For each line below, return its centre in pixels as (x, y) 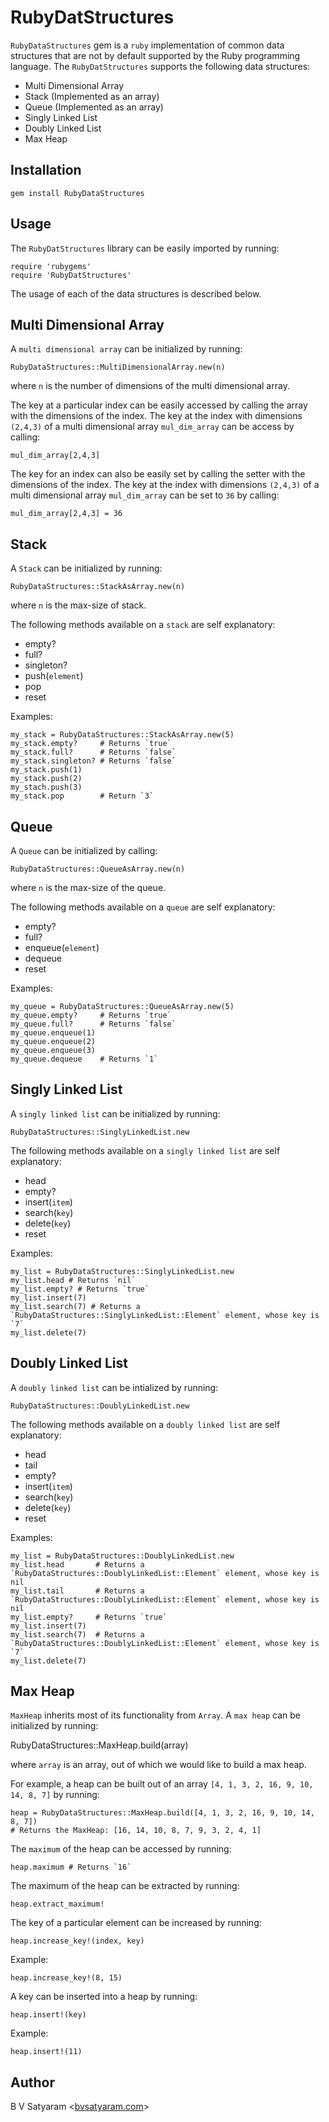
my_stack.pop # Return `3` (82, 796)
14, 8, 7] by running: (55, 1795)
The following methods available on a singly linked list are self (145, 1150)
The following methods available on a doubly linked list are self (145, 1424)
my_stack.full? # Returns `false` (93, 752)
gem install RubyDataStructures (77, 193)
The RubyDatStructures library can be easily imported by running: (145, 248)
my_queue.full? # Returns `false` (93, 1024)
